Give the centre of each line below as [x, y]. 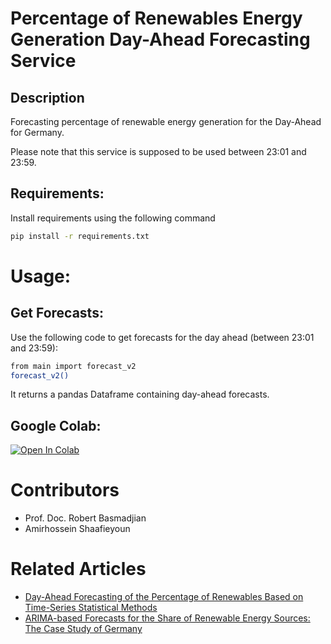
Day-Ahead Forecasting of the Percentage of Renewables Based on [164, 597]
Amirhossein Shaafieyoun [77, 529]
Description [47, 97]
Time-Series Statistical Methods [91, 608]
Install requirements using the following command [113, 218]
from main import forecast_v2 [73, 366]
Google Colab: [56, 425]
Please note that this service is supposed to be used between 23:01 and [158, 151]
